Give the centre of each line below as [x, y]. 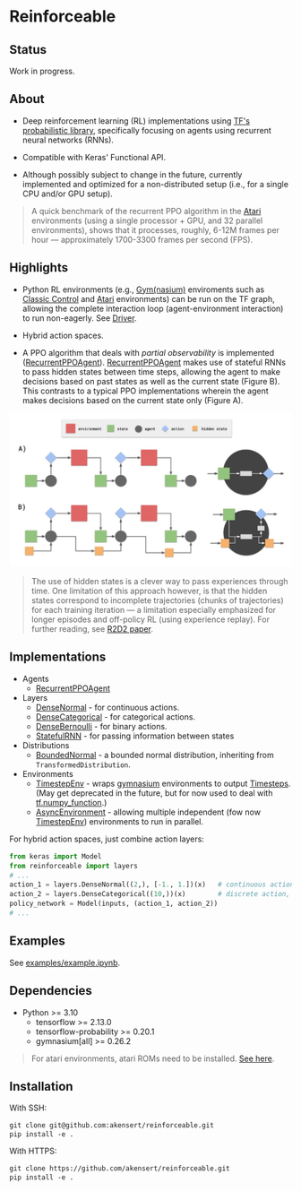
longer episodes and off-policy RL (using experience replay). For [150, 619]
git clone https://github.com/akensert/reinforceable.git [120, 1169]
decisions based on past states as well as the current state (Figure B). [151, 381]
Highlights [39, 268]
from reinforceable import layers [74, 866]
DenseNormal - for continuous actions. [107, 707]
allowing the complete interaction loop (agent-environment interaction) [153, 308]
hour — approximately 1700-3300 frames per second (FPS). [142, 239]
